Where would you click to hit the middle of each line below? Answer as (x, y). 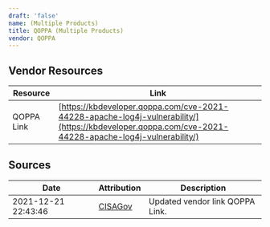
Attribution (120, 188)
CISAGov (115, 206)
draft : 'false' (34, 16)
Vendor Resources (56, 70)
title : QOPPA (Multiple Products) (66, 30)
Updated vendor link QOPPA (202, 201)
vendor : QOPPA (32, 38)
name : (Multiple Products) (53, 23)
